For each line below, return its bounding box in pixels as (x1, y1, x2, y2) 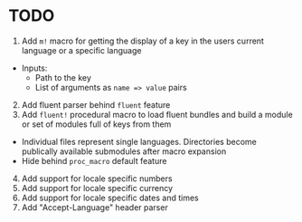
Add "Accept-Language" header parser (21, 201, 168, 213)
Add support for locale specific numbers (21, 173, 173, 184)
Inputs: (21, 63, 48, 73)
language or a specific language (21, 44, 142, 55)
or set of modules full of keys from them (21, 119, 172, 130)
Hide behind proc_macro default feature (21, 155, 167, 166)
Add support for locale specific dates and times (21, 192, 200, 203)
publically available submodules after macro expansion (21, 146, 227, 157)
